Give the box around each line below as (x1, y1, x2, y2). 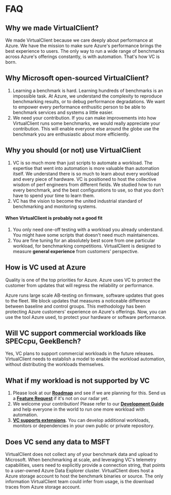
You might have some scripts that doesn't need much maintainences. (12, 232, 159, 238)
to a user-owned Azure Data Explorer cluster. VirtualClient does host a (5, 468, 154, 474)
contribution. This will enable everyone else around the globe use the (12, 125, 159, 131)
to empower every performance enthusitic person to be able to (12, 104, 146, 110)
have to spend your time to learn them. (12, 192, 95, 198)
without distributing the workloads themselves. (5, 361, 105, 368)
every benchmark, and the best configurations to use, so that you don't (12, 187, 164, 193)
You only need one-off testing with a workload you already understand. (12, 226, 164, 233)
